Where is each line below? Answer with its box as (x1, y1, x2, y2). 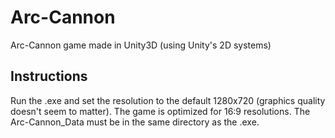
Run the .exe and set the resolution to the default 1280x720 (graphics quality (10, 94, 326, 106)
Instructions (10, 68, 88, 85)
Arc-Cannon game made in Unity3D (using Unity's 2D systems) (10, 39, 272, 51)
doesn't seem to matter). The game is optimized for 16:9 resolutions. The (10, 105, 311, 117)
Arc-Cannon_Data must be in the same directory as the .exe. (10, 116, 260, 128)
